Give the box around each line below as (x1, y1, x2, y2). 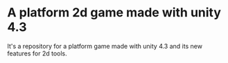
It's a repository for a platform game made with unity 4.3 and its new (7, 42, 203, 50)
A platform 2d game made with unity (7, 5, 222, 21)
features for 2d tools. (7, 49, 67, 58)
